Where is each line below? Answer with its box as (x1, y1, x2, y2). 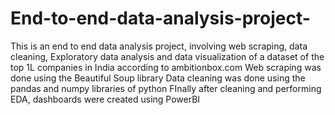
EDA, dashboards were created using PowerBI (10, 93, 201, 105)
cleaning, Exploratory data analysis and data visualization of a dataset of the (10, 50, 325, 62)
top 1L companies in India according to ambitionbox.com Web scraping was (10, 61, 322, 73)
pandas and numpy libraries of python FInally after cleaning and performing (10, 82, 322, 94)
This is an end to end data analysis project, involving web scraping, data (10, 40, 308, 52)
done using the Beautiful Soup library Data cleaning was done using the (10, 72, 306, 84)
